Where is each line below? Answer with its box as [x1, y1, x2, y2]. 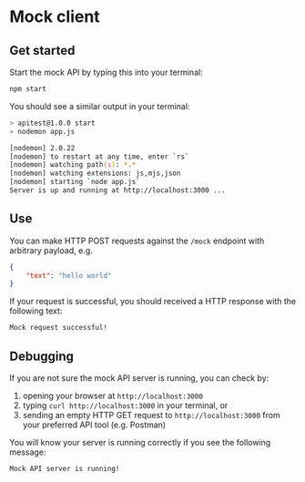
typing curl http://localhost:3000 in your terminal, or [22, 400, 229, 411]
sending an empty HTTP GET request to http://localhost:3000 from [22, 410, 280, 420]
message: [9, 446, 46, 457]
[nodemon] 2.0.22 [9, 143, 76, 152]
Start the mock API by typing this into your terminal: [9, 67, 203, 77]
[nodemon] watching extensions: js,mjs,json [9, 169, 181, 179]
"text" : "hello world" [25, 271, 112, 280]
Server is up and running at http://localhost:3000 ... [9, 186, 226, 195]
